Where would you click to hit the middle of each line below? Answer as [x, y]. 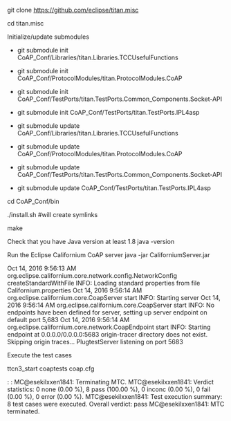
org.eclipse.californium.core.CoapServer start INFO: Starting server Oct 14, [114, 298]
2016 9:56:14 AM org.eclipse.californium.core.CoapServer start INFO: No [111, 305]
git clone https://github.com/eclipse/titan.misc [73, 10]
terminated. [24, 411]
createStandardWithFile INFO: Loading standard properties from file [104, 283]
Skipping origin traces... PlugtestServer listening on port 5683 [95, 342]
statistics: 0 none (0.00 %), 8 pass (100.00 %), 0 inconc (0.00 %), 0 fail [109, 389]
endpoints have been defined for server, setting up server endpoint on [107, 312]
